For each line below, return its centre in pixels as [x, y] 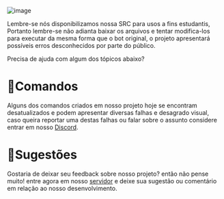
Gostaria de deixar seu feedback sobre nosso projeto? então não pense [108, 174]
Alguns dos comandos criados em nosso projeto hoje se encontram [102, 105]
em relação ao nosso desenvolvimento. [62, 188]
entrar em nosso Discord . [43, 127]
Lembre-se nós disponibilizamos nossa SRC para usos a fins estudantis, [109, 24]
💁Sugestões [42, 155]
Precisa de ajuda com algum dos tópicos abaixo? [76, 59]
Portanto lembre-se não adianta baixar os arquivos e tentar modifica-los [109, 31]
